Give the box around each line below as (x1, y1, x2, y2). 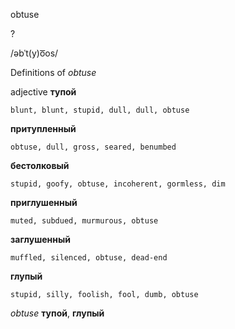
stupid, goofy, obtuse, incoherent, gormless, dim (10, 179, 226, 189)
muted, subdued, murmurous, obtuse (10, 216, 159, 226)
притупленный (10, 123, 77, 134)
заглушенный (10, 234, 71, 245)
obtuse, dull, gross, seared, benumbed (10, 142, 177, 152)
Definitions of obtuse (10, 67, 97, 78)
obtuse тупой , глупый (10, 307, 105, 319)
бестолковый (10, 160, 70, 171)
